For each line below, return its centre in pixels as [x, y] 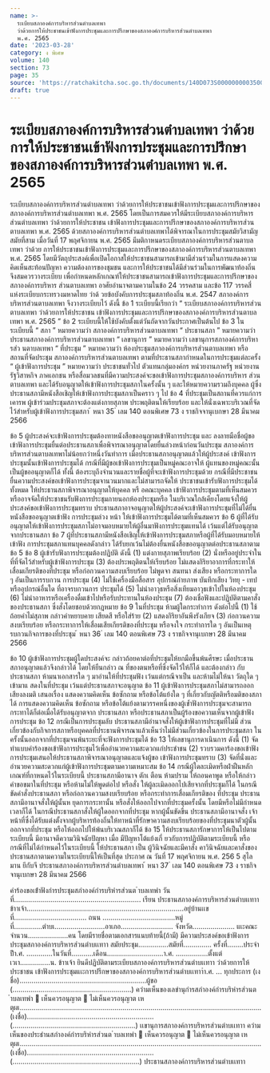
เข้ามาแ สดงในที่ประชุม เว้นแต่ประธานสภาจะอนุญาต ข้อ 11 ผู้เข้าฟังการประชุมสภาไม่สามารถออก [132, 686]
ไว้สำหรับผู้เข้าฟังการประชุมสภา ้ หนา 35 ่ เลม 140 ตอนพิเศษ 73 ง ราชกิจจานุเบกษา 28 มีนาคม [135, 411]
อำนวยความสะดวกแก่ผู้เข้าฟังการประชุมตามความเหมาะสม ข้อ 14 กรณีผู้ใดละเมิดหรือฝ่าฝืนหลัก [131, 767]
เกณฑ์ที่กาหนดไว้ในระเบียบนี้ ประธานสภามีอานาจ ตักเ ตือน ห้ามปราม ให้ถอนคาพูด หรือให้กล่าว [133, 775]
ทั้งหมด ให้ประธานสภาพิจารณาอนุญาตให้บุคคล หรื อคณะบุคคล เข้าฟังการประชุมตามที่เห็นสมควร [134, 490]
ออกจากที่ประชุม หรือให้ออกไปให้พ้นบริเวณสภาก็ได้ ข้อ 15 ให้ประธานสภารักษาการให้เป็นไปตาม [133, 830]
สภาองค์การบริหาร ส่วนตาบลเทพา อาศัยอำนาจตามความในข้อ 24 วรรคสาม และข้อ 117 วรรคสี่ [131, 286]
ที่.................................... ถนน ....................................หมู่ [97, 918]
